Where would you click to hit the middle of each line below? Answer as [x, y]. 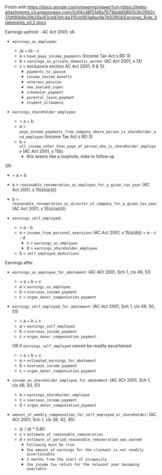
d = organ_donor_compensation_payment [58, 405]
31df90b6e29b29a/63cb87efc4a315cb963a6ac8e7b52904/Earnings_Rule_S [81, 17]
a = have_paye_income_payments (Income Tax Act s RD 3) [75, 56]
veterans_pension [44, 82]
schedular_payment [45, 92]
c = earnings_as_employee [52, 243]
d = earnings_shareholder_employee [62, 248]
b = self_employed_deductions [49, 253]
